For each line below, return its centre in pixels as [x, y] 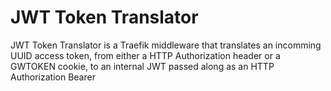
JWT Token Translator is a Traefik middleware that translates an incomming [166, 45]
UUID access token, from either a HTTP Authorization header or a [145, 55]
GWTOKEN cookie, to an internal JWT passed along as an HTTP [142, 66]
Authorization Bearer [53, 77]
